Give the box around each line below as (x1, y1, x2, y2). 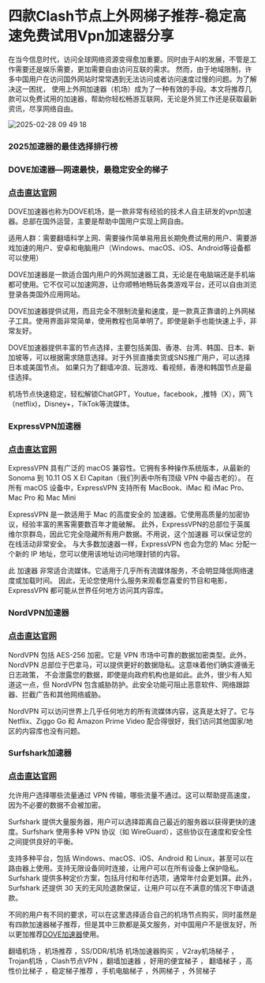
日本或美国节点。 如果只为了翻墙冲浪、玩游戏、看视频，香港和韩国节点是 (8, 362, 245, 372)
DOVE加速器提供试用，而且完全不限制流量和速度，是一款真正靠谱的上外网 (8, 306, 248, 316)
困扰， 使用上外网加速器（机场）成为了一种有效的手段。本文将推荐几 (28, 84, 252, 93)
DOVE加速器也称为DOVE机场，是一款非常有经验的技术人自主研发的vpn (8, 207, 238, 216)
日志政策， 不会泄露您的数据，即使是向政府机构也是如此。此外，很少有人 (8, 670, 245, 679)
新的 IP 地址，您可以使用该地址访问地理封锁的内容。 (14, 550, 185, 559)
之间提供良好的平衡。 (8, 836, 77, 846)
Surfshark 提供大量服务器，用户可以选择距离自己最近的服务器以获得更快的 (8, 816, 250, 826)
